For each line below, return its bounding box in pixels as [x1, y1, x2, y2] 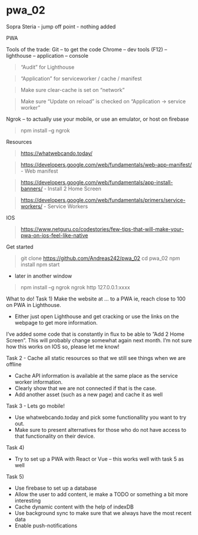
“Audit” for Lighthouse [20, 63, 75, 71]
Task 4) [6, 444, 25, 451]
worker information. [14, 378, 63, 385]
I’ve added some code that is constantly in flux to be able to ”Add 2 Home [6, 331, 184, 338]
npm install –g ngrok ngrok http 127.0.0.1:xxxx [20, 283, 131, 290]
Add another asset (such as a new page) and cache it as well [14, 391, 163, 398]
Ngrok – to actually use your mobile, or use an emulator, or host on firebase [6, 115, 189, 123]
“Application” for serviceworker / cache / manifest [20, 75, 143, 82]
